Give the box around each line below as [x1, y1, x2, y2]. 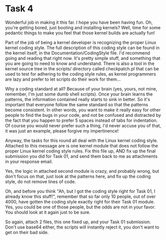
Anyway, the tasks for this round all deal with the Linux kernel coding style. [5, 137, 158, 144]
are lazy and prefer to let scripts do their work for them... [5, 76, 121, 82]
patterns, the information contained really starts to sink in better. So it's [5, 96, 150, 102]
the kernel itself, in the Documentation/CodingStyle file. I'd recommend [5, 50, 150, 56]
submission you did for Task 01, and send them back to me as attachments [5, 153, 158, 159]
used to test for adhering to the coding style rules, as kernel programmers [5, 71, 156, 77]
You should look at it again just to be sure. [5, 209, 91, 215]
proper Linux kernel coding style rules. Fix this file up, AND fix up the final [5, 148, 156, 154]
